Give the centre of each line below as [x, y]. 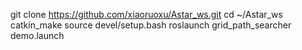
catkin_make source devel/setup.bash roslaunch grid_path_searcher [151, 25]
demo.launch [37, 35]
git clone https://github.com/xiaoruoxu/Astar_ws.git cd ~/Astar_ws [146, 14]
